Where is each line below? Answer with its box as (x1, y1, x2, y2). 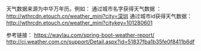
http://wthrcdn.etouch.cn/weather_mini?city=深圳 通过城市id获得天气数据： (6, 12, 192, 20)
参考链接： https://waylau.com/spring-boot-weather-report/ (6, 31, 155, 39)
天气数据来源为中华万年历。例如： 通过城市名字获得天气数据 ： (6, 5, 162, 12)
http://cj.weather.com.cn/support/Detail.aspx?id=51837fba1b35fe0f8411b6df (6, 38, 195, 45)
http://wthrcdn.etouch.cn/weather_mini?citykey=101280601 (6, 20, 153, 26)
